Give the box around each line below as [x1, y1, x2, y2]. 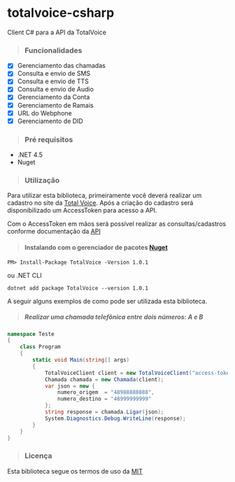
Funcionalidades [24, 45, 83, 55]
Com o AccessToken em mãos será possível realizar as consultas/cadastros [7, 220, 226, 228]
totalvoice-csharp [7, 5, 115, 21]
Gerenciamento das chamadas [17, 62, 106, 70]
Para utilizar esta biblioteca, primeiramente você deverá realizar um [7, 191, 202, 200]
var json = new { [44, 383, 96, 390]
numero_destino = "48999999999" [57, 395, 152, 403]
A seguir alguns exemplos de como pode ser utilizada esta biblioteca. [7, 297, 208, 305]
